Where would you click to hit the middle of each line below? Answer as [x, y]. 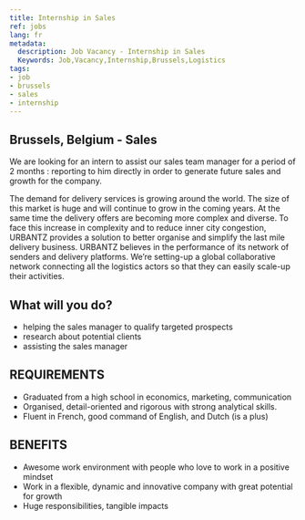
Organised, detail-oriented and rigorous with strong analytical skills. [150, 406]
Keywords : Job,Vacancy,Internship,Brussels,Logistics [122, 60]
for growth [42, 496]
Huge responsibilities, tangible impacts [95, 505]
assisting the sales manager [75, 346]
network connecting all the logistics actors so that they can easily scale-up [150, 266]
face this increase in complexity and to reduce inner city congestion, [138, 228]
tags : [20, 69]
